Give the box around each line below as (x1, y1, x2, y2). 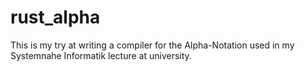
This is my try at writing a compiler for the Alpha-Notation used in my (10, 39, 295, 51)
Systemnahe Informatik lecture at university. (10, 49, 192, 61)
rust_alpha (10, 6, 101, 29)
